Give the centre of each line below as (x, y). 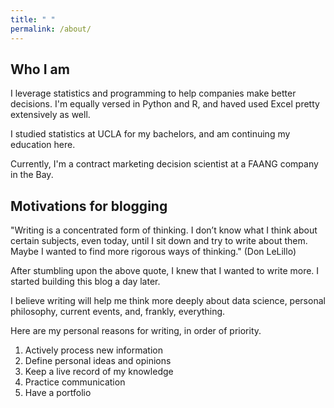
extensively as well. (50, 115)
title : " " (33, 19)
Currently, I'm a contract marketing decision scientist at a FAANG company (164, 164)
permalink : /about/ (51, 29)
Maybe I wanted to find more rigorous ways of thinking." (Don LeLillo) (153, 252)
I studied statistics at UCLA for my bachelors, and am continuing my (150, 134)
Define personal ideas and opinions (98, 361)
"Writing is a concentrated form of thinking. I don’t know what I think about (164, 230)
